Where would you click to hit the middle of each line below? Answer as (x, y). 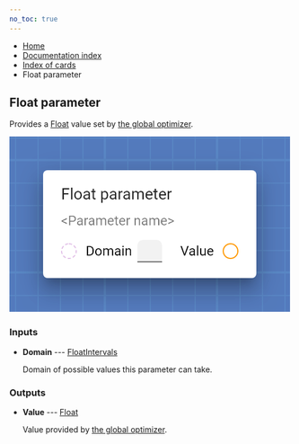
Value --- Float (50, 413)
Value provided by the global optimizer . (95, 430)
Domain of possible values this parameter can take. (117, 369)
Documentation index (62, 55)
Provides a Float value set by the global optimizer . (101, 124)
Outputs (28, 393)
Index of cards (49, 65)
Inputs (24, 333)
